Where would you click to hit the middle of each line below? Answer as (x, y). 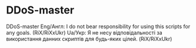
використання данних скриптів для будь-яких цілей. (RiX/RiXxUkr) (89, 39)
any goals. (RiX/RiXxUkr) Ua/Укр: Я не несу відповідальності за (84, 32)
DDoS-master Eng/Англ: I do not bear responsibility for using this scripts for (98, 26)
